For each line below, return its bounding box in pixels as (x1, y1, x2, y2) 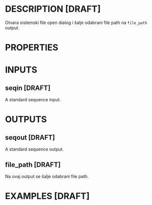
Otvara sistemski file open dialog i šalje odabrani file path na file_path (5, 20, 148, 25)
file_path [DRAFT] (5, 160, 61, 169)
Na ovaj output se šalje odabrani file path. (5, 173, 89, 179)
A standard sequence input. (5, 97, 61, 103)
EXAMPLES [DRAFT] (5, 191, 90, 202)
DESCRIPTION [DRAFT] (5, 3, 101, 15)
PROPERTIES (5, 42, 59, 53)
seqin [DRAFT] (5, 84, 51, 92)
